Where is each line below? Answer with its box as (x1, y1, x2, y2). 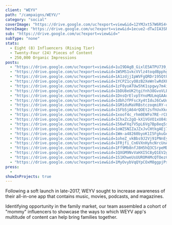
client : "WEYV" (5, 7, 38, 13)
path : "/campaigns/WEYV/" (5, 12, 60, 17)
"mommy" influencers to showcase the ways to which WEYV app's (5, 209, 146, 215)
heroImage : (5, 27, 29, 32)
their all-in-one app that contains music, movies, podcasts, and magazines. (5, 193, 164, 199)
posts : (5, 60, 19, 65)
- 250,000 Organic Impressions (10, 55, 77, 60)
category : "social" (5, 17, 47, 22)
